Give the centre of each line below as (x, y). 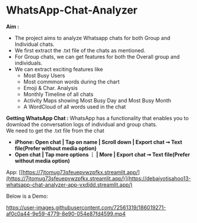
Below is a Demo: (27, 196)
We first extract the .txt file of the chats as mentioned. (80, 50)
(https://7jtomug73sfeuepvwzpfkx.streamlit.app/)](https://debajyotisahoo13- (98, 178)
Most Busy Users (44, 75)
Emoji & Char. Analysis (51, 88)
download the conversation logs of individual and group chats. (82, 124)
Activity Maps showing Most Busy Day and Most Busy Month (97, 100)
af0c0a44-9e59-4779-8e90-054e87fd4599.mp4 (66, 214)
